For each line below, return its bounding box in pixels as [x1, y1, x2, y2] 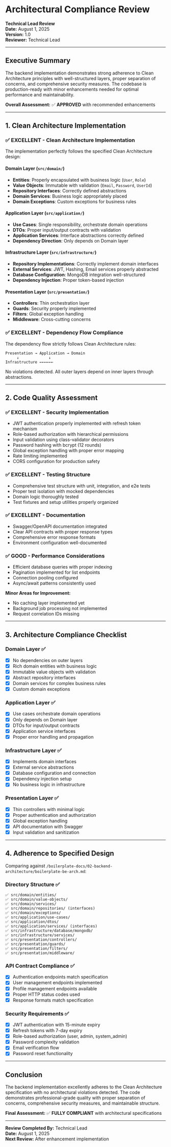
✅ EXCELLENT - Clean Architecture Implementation [5, 137, 135, 144]
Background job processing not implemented [12, 605, 107, 612]
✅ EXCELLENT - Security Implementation [5, 408, 109, 416]
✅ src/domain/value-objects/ [5, 897, 68, 902]
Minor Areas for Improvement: [5, 590, 71, 596]
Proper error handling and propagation [12, 734, 94, 740]
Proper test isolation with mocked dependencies [12, 488, 115, 494]
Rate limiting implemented [12, 453, 67, 459]
